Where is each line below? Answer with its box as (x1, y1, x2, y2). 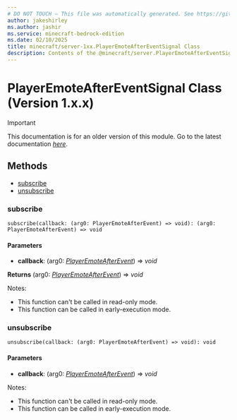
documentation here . (7, 139, 68, 148)
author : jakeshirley (7, 17, 68, 24)
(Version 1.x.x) (7, 95, 95, 112)
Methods (7, 160, 48, 172)
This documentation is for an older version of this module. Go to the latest (7, 132, 221, 140)
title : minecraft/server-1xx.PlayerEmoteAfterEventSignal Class (7, 43, 200, 50)
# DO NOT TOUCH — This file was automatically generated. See (7, 10, 194, 18)
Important (7, 118, 36, 127)
